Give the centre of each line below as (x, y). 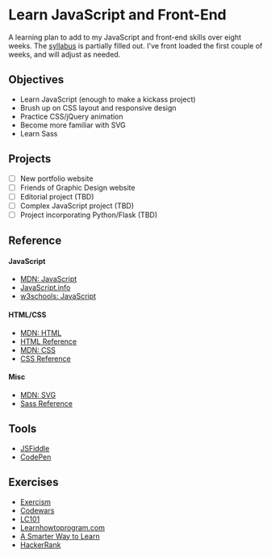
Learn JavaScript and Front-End (118, 15)
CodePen (35, 457)
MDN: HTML (41, 333)
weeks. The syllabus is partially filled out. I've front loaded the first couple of (135, 45)
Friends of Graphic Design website (77, 187)
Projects (30, 159)
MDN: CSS (38, 350)
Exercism (35, 501)
